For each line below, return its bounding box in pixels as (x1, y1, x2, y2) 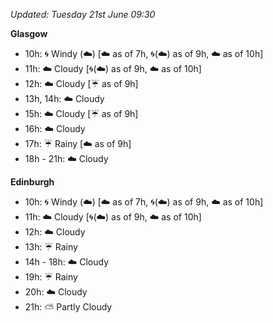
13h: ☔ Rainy (24, 241, 78, 253)
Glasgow (10, 28, 48, 39)
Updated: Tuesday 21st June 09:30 (10, 9, 156, 20)
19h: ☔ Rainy (24, 271, 78, 283)
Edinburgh (10, 176, 55, 188)
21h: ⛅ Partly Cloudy (24, 301, 113, 313)
